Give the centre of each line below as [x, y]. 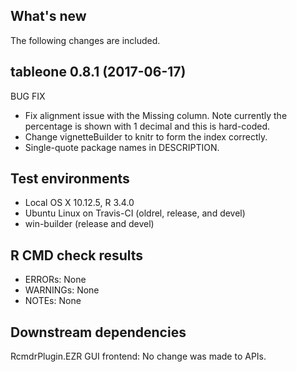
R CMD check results [77, 255]
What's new [48, 16]
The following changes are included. [85, 40]
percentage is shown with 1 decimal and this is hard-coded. [147, 126]
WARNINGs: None [62, 290]
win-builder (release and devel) [89, 224]
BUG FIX [28, 96]
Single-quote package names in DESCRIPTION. [122, 147]
